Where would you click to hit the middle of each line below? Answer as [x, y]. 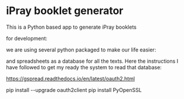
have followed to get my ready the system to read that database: [84, 67]
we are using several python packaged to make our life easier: [81, 49]
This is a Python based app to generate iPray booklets [71, 27]
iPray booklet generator [65, 11]
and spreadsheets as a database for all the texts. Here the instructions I [92, 61]
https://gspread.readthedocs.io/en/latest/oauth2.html [71, 78]
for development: [27, 38]
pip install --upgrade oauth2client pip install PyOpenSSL [74, 90]
